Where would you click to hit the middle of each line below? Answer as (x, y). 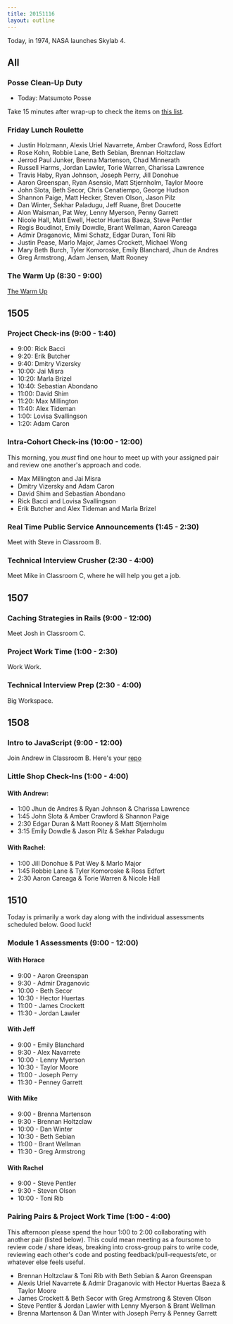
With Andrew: (28, 793)
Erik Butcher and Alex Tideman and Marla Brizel (87, 508)
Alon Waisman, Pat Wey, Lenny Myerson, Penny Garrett (98, 213)
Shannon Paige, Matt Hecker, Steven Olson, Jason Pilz (96, 197)
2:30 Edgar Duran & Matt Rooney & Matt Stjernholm (92, 824)
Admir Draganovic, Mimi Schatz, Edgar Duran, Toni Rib (96, 235)
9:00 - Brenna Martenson (54, 1114)
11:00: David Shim (43, 394)
